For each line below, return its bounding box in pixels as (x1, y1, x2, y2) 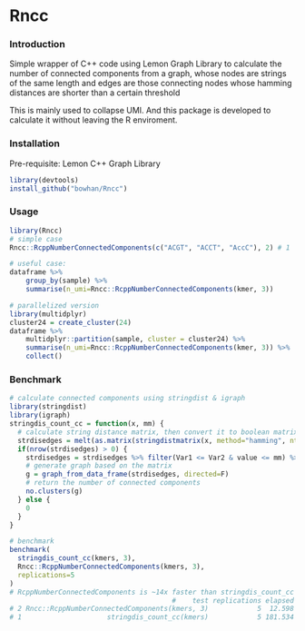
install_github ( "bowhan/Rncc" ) (9, 183, 128, 193)
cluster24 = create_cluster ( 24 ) (9, 318, 132, 327)
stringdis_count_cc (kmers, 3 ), (17, 554, 136, 563)
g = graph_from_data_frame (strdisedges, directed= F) (25, 469, 230, 479)
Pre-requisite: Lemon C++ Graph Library (9, 158, 161, 169)
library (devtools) (9, 175, 79, 184)
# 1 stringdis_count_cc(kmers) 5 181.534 (9, 613, 295, 622)
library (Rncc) (9, 226, 64, 235)
